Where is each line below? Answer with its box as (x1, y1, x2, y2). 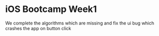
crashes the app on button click (5, 25, 71, 31)
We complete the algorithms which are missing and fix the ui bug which (5, 20, 154, 26)
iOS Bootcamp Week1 (5, 3, 97, 15)
